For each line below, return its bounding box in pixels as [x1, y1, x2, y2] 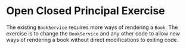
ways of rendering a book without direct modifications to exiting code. [6, 36, 179, 43]
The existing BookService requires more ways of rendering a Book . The [6, 24, 178, 31]
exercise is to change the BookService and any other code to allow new [6, 30, 181, 37]
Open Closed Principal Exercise [6, 4, 165, 18]
